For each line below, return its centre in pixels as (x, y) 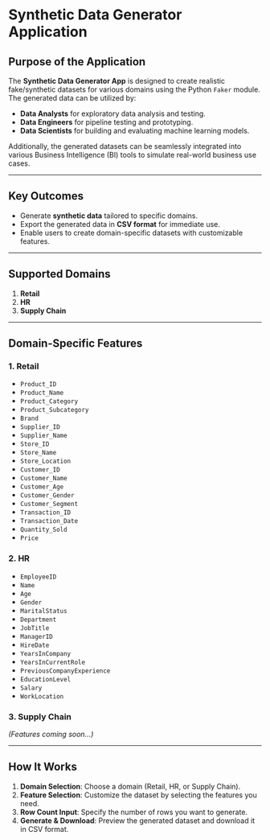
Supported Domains (59, 274)
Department (38, 620)
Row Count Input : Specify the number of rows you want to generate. (133, 812)
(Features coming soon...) (51, 734)
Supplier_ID (40, 427)
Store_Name (38, 453)
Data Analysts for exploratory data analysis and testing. (113, 113)
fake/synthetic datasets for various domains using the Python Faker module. (135, 89)
